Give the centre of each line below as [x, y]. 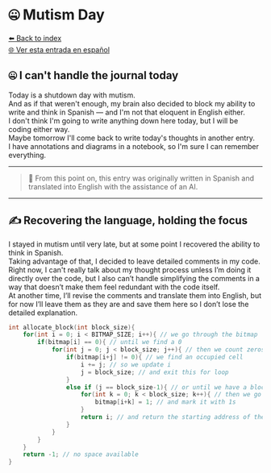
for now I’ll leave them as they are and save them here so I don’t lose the [129, 304]
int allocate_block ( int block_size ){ [72, 327]
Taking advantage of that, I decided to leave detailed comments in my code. [134, 261]
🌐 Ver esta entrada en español [59, 49]
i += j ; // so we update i [126, 364]
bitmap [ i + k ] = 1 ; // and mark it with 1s [165, 402]
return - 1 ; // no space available [81, 454]
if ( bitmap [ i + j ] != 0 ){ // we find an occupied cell [154, 357]
